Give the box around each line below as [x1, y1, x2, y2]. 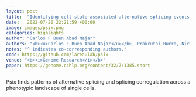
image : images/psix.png [6, 24, 64, 31]
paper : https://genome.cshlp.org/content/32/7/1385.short [6, 62, 150, 69]
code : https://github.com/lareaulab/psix [6, 52, 109, 58]
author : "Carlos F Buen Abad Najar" [6, 35, 95, 41]
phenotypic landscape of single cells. [6, 85, 97, 92]
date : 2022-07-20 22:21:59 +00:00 [6, 19, 95, 25]
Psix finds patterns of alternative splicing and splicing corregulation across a [6, 78, 191, 85]
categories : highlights [6, 30, 64, 36]
